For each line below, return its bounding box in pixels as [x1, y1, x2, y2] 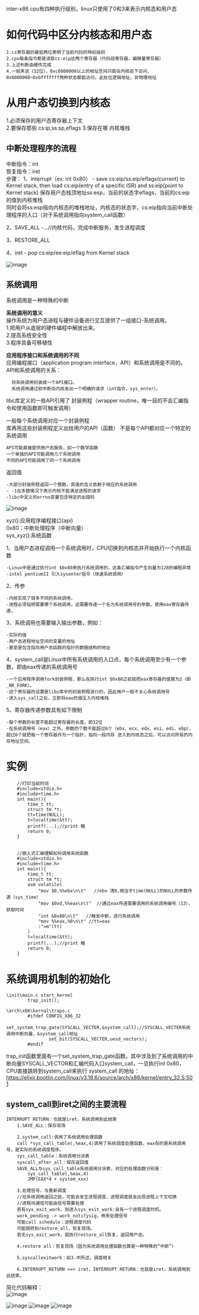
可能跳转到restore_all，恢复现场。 [17, 1226, 95, 1232]
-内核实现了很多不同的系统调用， [6, 595, 75, 601]
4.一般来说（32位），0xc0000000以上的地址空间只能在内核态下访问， [6, 68, 152, 74]
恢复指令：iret [6, 168, 40, 175]
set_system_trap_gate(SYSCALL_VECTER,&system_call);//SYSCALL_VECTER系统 [6, 1024, 191, 1031]
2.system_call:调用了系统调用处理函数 [17, 1134, 103, 1140]
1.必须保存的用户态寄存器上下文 [6, 116, 83, 124]
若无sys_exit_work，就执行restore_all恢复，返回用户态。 [17, 1232, 147, 1238]
